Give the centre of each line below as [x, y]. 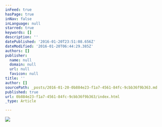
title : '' [15, 78]
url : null [19, 69]
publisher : [16, 55]
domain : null [23, 64]
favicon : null [24, 74]
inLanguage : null [23, 23]
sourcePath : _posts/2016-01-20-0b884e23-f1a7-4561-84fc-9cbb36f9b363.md [81, 87]
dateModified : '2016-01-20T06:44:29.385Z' [49, 46]
